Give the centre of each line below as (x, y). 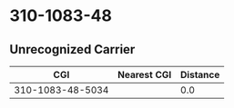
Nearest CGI (145, 75)
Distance (200, 75)
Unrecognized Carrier (72, 49)
